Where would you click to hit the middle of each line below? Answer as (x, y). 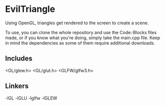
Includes (19, 59)
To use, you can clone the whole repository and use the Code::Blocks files (81, 32)
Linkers (17, 86)
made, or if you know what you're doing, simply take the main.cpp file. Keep (83, 38)
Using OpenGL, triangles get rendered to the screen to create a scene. (77, 23)
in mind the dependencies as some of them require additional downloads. (80, 43)
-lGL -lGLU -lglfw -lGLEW (31, 98)
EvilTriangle (30, 9)
